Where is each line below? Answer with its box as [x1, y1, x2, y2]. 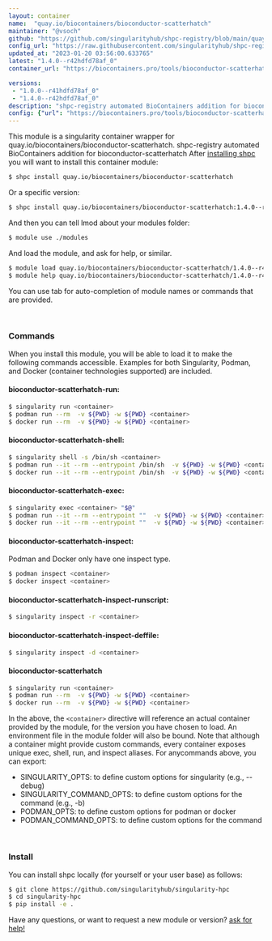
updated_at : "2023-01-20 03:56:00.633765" [8, 49, 154, 57]
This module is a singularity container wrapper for [8, 131, 175, 142]
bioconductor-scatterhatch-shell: [8, 435, 125, 445]
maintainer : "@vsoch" [8, 27, 82, 35]
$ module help [8, 271, 57, 279]
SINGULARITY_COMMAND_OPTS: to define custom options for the [19, 790, 243, 799]
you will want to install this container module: [8, 157, 159, 167]
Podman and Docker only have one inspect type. [8, 554, 172, 564]
